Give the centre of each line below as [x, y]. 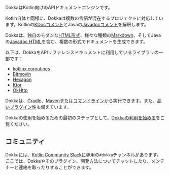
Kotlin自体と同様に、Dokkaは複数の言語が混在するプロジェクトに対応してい [84, 18]
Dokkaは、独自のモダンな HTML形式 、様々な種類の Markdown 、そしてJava [83, 35]
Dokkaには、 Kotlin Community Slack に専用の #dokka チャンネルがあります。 [83, 155]
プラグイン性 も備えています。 [40, 107]
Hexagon [22, 79]
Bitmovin [22, 74]
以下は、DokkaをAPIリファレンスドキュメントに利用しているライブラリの [82, 52]
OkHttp [20, 90]
